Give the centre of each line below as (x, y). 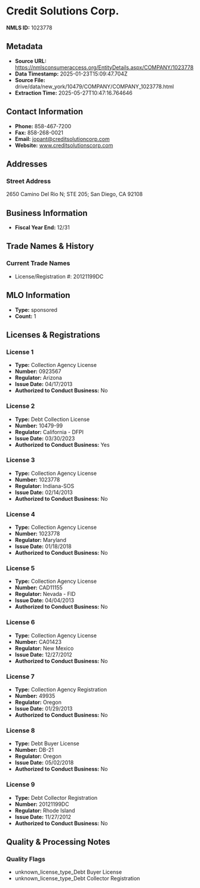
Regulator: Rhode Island (45, 810)
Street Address (29, 181)
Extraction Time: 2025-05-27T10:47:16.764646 (73, 93)
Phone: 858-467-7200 (43, 126)
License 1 (20, 352)
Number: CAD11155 (39, 588)
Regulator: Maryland (41, 540)
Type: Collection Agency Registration (61, 690)
